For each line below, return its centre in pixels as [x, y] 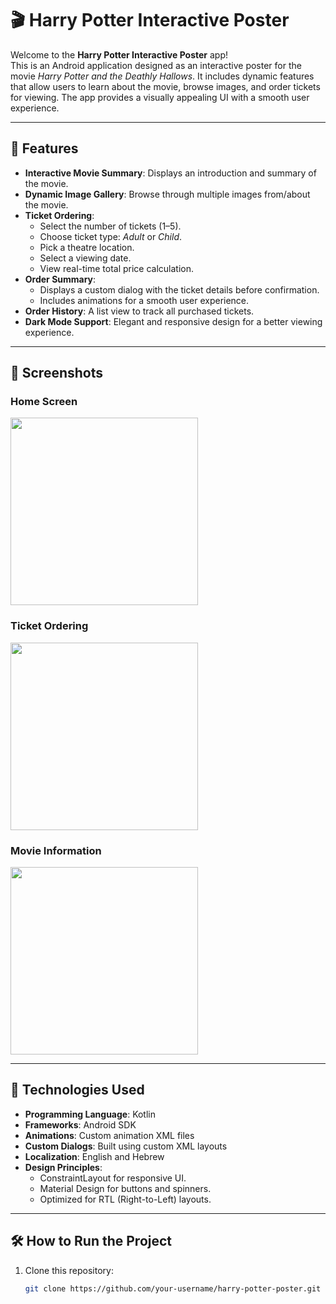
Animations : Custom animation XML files [109, 1135]
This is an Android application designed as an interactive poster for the [156, 65]
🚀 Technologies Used [77, 1090]
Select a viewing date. [85, 258]
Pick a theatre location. [87, 247]
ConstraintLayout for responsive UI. [113, 1178]
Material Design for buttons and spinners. [125, 1188]
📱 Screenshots [57, 373]
